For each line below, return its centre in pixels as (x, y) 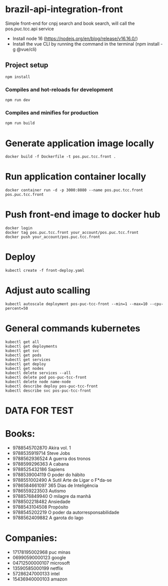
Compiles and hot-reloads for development (59, 90)
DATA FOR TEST (40, 411)
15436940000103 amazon (40, 579)
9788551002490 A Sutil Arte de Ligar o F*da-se (62, 480)
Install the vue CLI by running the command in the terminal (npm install (86, 44)
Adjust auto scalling (48, 291)
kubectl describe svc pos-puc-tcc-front (48, 391)
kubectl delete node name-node (38, 382)
